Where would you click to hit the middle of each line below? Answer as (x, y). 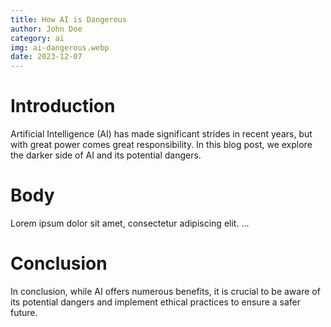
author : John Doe (46, 29)
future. (24, 312)
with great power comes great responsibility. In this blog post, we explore (161, 145)
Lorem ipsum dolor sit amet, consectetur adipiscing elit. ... (130, 223)
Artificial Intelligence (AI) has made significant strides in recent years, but (161, 134)
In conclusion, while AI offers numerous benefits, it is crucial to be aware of (165, 291)
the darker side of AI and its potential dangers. (106, 155)
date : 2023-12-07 (46, 57)
